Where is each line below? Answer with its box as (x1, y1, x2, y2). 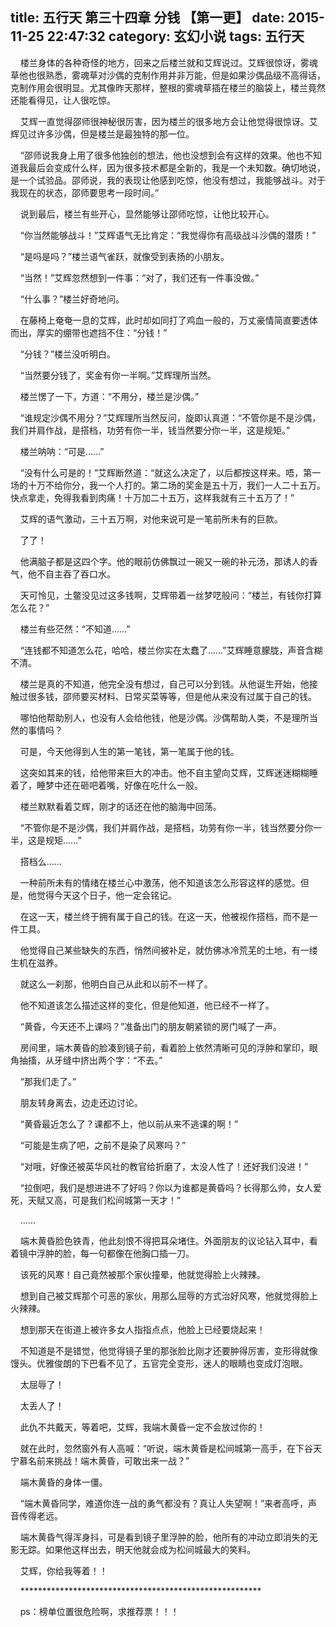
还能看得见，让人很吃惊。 (10, 94, 116, 106)
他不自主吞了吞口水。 (27, 568, 116, 580)
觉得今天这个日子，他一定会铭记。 (36, 889, 177, 901)
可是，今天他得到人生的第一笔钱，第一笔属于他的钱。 (19, 745, 240, 757)
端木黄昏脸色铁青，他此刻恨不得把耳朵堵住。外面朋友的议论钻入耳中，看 (19, 1234, 318, 1247)
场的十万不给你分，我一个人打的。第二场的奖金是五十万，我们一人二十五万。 (10, 479, 326, 491)
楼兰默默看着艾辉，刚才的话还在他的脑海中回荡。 (19, 800, 222, 812)
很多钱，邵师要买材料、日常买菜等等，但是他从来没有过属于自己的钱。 (27, 690, 317, 702)
